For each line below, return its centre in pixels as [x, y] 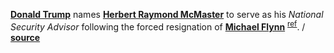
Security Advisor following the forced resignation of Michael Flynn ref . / [158, 26]
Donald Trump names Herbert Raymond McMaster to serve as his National [167, 14]
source [25, 37]
